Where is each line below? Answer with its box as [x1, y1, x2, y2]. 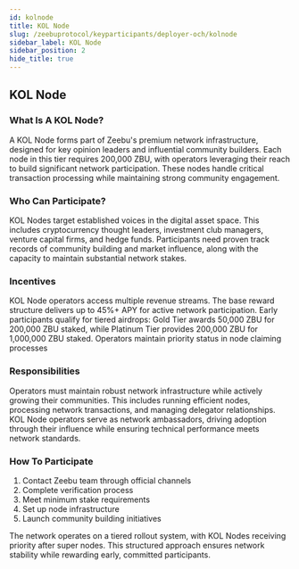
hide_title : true [9, 54, 74, 63]
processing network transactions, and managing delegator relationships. [9, 404, 276, 415]
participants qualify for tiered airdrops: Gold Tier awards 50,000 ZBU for [9, 314, 275, 326]
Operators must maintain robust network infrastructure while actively [9, 385, 263, 396]
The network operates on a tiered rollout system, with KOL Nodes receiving [9, 530, 287, 540]
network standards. [9, 433, 81, 443]
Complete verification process [21, 484, 134, 495]
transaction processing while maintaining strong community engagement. [9, 172, 280, 183]
